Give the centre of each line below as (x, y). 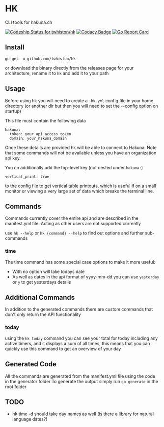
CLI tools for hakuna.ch (29, 22)
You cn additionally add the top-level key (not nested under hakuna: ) (74, 167)
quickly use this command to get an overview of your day (63, 349)
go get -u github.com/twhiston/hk (41, 59)
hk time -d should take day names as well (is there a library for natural (83, 414)
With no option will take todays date (48, 272)
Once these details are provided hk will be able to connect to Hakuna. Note (81, 147)
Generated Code (31, 364)
